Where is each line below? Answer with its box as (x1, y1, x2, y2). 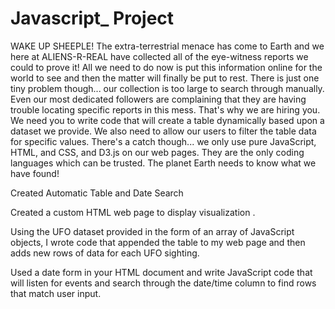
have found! (10, 167, 60, 179)
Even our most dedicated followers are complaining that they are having (10, 93, 307, 105)
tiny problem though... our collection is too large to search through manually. (10, 82, 325, 94)
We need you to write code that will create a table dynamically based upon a (10, 114, 325, 126)
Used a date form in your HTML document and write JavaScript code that (10, 266, 313, 278)
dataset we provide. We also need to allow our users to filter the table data (10, 125, 317, 137)
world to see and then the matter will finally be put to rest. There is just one (10, 72, 320, 84)
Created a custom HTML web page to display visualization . (10, 206, 256, 218)
